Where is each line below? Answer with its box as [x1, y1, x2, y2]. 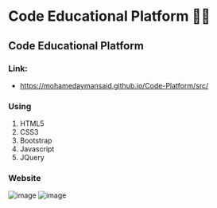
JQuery [19, 153, 45, 163]
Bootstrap [19, 135, 52, 146]
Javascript [19, 144, 55, 154]
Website [8, 173, 41, 184]
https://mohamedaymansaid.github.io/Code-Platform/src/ [19, 80, 209, 90]
